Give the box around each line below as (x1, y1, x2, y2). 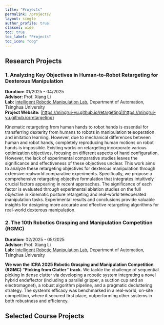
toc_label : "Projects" (5, 35, 51, 40)
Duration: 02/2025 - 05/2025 (5, 236, 65, 242)
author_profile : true (5, 20, 49, 26)
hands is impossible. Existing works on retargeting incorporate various (5, 145, 147, 151)
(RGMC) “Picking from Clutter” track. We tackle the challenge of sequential (5, 266, 159, 272)
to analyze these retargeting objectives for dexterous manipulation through (5, 165, 156, 171)
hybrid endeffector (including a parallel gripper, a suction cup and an (5, 277, 143, 283)
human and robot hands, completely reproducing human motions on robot (5, 140, 154, 145)
